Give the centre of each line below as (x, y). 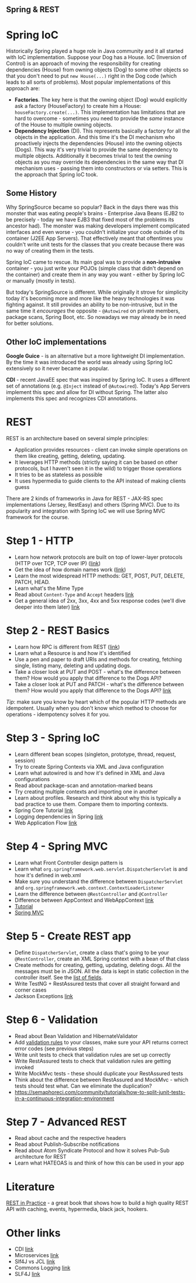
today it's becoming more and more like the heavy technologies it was (90, 298)
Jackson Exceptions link (44, 996)
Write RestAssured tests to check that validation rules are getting (93, 1061)
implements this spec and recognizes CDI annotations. (72, 398)
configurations (32, 779)
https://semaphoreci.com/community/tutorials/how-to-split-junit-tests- (100, 1092)
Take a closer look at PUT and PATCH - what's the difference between (99, 684)
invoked (24, 1067)
